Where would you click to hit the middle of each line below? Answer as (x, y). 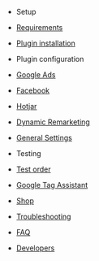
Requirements (39, 27)
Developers (35, 248)
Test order (33, 169)
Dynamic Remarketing (53, 122)
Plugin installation (45, 43)
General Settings (44, 138)
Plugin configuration (50, 59)
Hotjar (26, 106)
